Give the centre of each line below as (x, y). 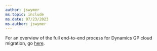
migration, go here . (25, 43)
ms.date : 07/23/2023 (27, 19)
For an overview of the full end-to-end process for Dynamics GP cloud (79, 38)
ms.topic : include (25, 14)
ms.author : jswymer (26, 24)
